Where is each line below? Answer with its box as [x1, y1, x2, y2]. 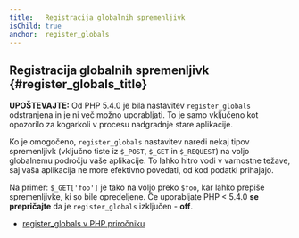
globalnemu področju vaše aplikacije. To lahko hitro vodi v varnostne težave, [9, 155, 291, 166]
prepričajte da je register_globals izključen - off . [9, 201, 194, 212]
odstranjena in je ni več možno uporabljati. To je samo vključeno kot [9, 110, 259, 120]
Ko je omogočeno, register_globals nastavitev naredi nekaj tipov [9, 136, 250, 147]
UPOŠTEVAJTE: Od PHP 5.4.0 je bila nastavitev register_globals [9, 100, 252, 111]
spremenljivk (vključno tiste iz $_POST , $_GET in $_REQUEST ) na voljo [9, 146, 250, 157]
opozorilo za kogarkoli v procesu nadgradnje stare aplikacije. [9, 119, 234, 130]
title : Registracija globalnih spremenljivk [9, 12, 186, 22]
